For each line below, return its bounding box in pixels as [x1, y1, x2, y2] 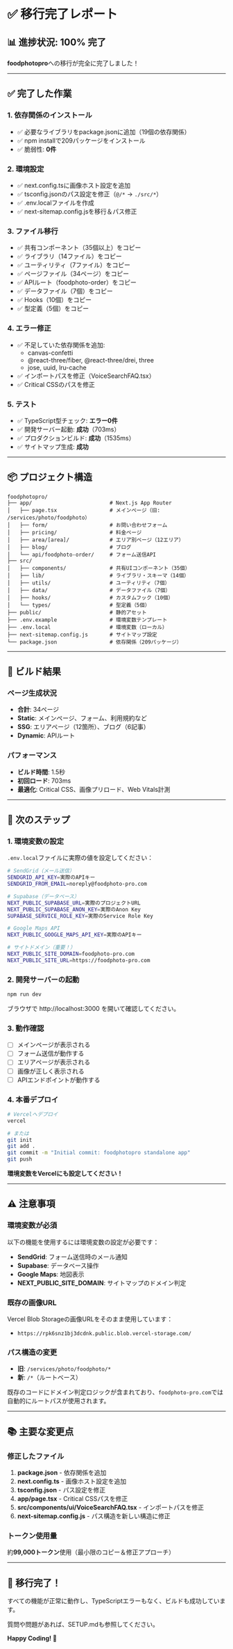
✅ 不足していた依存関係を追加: [17, 340, 105, 349]
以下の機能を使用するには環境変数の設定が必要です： [7, 1238, 159, 1246]
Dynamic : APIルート [17, 731, 76, 740]
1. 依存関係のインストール [7, 111, 92, 120]
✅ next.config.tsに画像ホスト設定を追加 [17, 181, 130, 189]
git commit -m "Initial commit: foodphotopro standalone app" [7, 1149, 191, 1156]
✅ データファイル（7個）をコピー [17, 287, 113, 296]
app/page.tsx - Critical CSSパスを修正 [17, 1495, 128, 1503]
